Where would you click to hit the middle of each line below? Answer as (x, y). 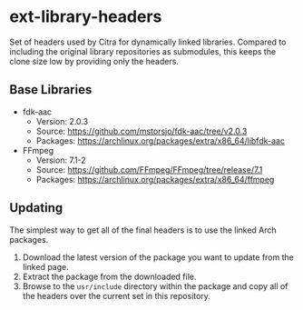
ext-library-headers (86, 17)
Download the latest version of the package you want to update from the (158, 257)
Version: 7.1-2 (61, 160)
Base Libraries (51, 90)
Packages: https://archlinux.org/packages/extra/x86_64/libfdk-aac (161, 140)
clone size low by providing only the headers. (94, 61)
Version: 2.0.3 (62, 121)
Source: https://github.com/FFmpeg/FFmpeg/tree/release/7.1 (149, 169)
